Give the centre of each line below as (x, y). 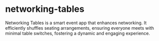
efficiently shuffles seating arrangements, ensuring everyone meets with (80, 28)
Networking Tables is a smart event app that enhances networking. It (76, 23)
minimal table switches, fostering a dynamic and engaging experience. (78, 33)
